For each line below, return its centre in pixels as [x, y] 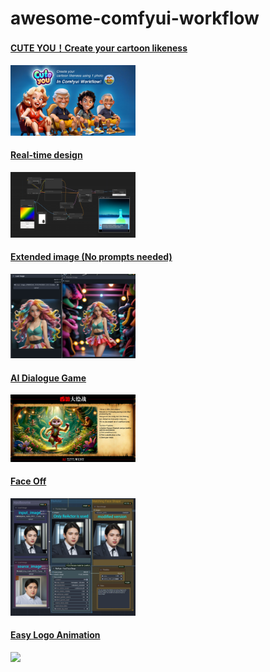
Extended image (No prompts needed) [91, 257]
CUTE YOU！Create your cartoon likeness [99, 48]
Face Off [28, 481]
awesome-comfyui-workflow [135, 18]
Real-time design [46, 155]
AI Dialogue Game [48, 378]
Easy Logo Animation [55, 635]
